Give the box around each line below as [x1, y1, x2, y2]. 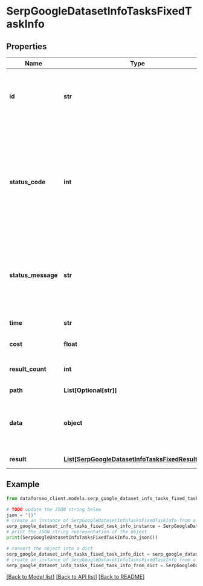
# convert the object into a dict [6, 545, 94, 551]
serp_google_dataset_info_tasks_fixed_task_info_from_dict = [6, 562, 164, 568]
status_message [9, 271, 59, 279]
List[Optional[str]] [63, 386, 117, 395]
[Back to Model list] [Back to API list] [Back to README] [6, 573, 145, 581]
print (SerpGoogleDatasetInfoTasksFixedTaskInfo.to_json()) [6, 534, 158, 541]
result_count [9, 365, 47, 373]
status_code [9, 178, 46, 186]
